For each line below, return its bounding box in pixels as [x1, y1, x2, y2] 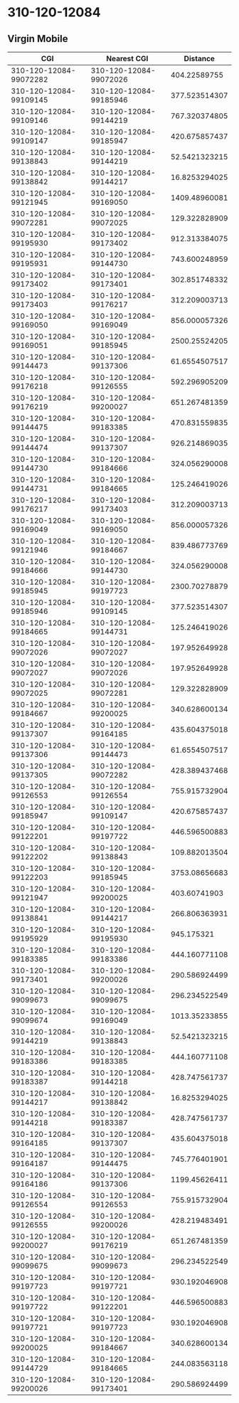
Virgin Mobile [7, 33, 68, 45]
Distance [184, 54, 216, 63]
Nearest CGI [106, 54, 149, 63]
